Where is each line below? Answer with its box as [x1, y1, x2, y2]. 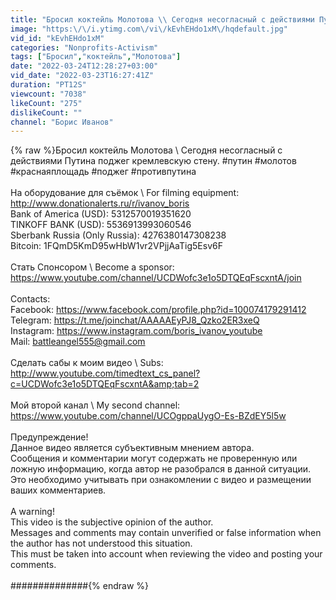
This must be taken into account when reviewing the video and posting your [10, 548, 323, 560]
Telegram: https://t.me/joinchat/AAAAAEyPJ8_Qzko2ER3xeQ [10, 314, 260, 326]
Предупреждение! [10, 431, 89, 443]
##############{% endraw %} [10, 580, 150, 592]
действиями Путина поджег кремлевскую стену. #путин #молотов [10, 155, 297, 167]
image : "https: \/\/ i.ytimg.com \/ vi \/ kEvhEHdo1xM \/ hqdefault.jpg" [10, 24, 288, 34]
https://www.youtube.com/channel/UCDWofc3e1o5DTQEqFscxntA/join [10, 272, 302, 284]
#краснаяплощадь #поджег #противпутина [10, 166, 197, 178]
